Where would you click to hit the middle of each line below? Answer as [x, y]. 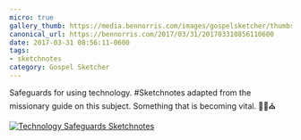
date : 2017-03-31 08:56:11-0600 [69, 42]
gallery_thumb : [38, 26]
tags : [19, 51]
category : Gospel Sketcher [60, 68]
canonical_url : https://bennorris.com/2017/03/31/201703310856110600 [142, 34]
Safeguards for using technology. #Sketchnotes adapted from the [130, 92]
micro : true [31, 17]
